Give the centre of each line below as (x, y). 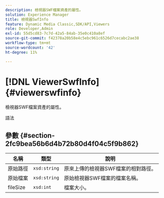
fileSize (17, 187)
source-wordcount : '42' (30, 48)
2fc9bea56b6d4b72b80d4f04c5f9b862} (72, 144)
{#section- (37, 135)
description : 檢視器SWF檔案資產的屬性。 (44, 10)
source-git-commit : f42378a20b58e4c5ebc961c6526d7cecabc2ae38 (72, 38)
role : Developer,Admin (29, 29)
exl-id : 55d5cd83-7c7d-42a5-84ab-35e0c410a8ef (55, 33)
